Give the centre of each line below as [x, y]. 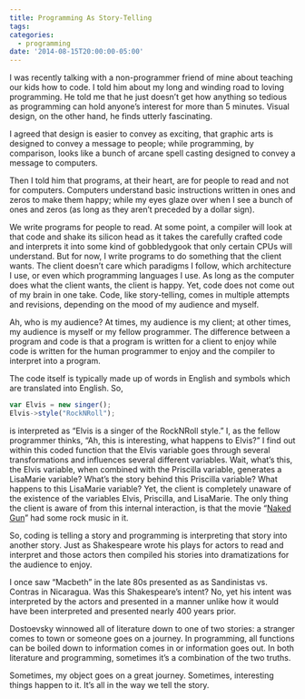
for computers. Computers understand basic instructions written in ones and [152, 190]
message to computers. [54, 163]
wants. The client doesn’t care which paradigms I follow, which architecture [151, 266]
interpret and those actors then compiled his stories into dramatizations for [149, 554]
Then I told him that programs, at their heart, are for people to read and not [149, 181]
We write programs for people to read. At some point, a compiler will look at [151, 228]
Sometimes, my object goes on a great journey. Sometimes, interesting [142, 675]
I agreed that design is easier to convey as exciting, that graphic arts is [142, 134]
